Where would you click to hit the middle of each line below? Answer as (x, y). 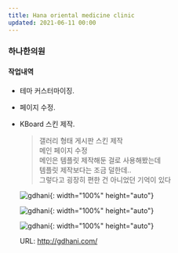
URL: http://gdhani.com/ (58, 240)
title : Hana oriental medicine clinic (71, 15)
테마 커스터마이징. (47, 90)
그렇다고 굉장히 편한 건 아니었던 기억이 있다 (105, 179)
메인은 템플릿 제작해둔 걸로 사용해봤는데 (100, 160)
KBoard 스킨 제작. (47, 124)
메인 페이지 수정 (63, 150)
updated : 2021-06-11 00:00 (52, 23)
